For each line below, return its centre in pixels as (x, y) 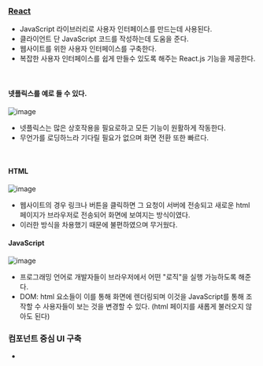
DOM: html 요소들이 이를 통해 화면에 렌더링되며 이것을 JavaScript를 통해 (131, 296)
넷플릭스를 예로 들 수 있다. (48, 93)
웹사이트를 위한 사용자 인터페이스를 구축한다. (88, 49)
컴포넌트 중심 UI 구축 (45, 338)
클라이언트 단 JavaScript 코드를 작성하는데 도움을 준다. (104, 39)
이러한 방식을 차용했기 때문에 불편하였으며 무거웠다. (98, 224)
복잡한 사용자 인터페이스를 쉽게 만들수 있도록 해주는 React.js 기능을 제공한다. (137, 59)
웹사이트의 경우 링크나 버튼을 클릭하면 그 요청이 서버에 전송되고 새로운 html (135, 205)
